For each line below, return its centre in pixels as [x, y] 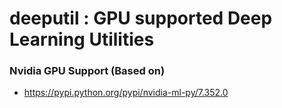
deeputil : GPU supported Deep [141, 18]
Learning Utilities [82, 39]
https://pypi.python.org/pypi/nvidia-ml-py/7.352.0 [126, 93]
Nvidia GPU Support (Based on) [87, 71]
